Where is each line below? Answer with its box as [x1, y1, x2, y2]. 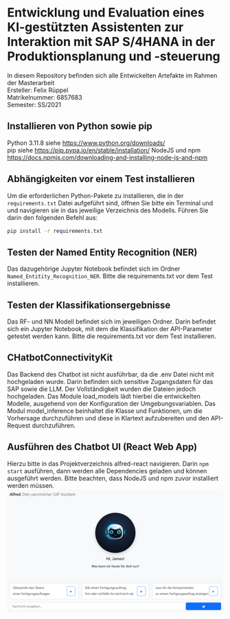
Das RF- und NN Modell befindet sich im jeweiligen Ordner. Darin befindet [7, 317, 216, 326]
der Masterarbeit [7, 78, 55, 87]
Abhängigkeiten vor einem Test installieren [7, 173, 196, 185]
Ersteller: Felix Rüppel [7, 86, 69, 94]
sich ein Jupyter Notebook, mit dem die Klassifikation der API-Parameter [7, 325, 213, 333]
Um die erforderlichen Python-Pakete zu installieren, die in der [7, 191, 184, 200]
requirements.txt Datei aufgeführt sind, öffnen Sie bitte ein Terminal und [7, 199, 214, 207]
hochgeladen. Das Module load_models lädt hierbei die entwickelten [7, 392, 200, 400]
